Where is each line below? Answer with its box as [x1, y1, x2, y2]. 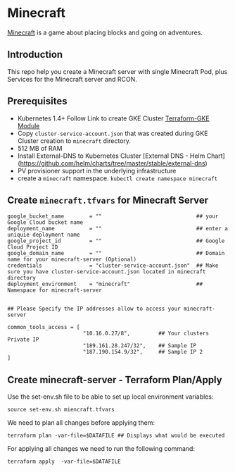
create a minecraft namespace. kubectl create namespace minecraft [17, 174, 218, 182]
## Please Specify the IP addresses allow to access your [7, 305, 181, 313]
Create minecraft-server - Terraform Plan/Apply [7, 373, 223, 385]
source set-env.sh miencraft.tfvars [7, 406, 115, 414]
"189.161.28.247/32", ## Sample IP [82, 342, 197, 349]
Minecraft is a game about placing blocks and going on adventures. [7, 28, 203, 37]
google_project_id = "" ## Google [7, 237, 225, 244]
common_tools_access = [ [7, 324, 80, 331]
